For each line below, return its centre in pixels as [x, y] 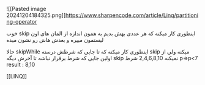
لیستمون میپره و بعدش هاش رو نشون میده [55, 40]
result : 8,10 [21, 64]
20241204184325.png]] [36, 15]
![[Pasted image [26, 9]
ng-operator [22, 22]
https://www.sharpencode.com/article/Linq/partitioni [132, 15]
